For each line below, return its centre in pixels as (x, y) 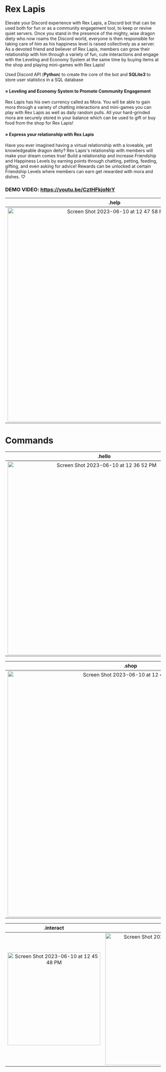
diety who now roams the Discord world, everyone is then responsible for (80, 39)
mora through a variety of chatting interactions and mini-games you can (78, 107)
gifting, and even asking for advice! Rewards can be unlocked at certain (78, 166)
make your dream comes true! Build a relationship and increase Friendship (81, 156)
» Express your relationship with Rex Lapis (50, 134)
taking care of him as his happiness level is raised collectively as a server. (80, 44)
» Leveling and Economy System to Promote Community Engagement (78, 91)
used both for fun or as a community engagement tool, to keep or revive (79, 28)
